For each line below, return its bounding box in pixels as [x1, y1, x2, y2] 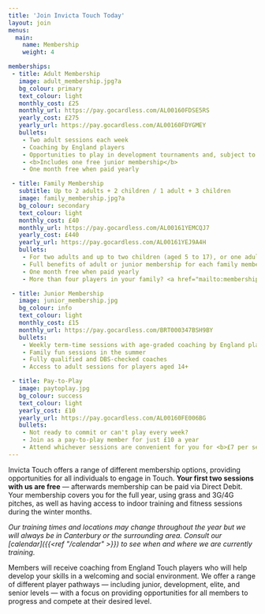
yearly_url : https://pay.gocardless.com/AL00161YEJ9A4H [18, 239, 207, 247]
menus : [8, 26, 30, 34]
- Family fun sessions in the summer [22, 348, 147, 356]
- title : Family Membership [11, 179, 104, 188]
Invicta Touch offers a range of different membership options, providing [8, 465, 241, 474]
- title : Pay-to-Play [11, 377, 83, 386]
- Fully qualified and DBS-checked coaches [22, 356, 168, 364]
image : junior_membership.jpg [18, 297, 118, 305]
